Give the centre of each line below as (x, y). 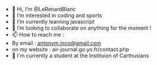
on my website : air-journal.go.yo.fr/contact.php (70, 49)
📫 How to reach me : (38, 35)
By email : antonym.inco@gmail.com (56, 43)
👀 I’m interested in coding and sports (57, 15)
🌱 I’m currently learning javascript (53, 22)
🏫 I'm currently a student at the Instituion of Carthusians (80, 56)
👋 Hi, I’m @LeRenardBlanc (44, 9)
